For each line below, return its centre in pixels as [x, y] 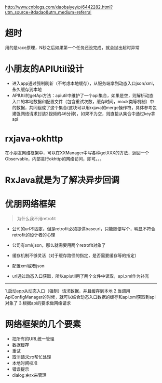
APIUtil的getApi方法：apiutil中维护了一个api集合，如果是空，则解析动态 [83, 95]
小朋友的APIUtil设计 [44, 69]
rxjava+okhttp [34, 139]
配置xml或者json [28, 266]
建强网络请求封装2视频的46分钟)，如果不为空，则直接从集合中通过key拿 [84, 113]
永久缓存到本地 [27, 89]
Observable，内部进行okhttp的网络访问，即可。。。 [55, 159]
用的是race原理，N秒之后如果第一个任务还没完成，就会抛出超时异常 [72, 48]
